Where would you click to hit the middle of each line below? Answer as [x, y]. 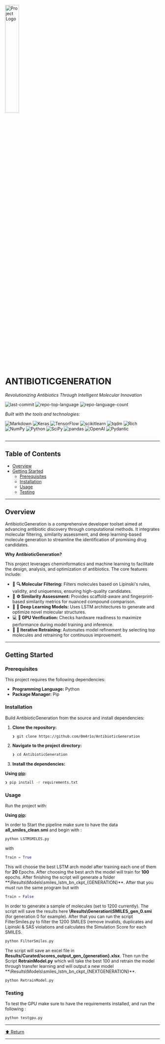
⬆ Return [15, 1032]
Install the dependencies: [39, 764]
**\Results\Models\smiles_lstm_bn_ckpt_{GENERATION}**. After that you [79, 882]
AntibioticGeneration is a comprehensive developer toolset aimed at [74, 524]
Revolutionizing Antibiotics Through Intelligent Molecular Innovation [74, 395]
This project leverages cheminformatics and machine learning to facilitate [79, 564]
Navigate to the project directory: [47, 745]
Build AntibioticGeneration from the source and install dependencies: [75, 718]
